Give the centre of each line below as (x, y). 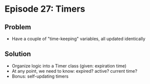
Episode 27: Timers (45, 9)
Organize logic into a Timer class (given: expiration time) (69, 66)
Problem (18, 27)
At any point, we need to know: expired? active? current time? (75, 71)
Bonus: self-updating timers (40, 76)
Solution (18, 54)
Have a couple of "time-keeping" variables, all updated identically (78, 39)
